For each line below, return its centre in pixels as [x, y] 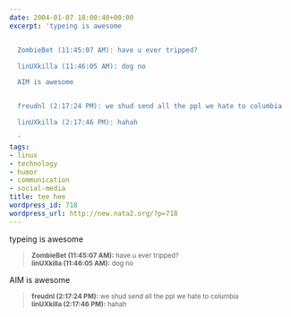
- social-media [38, 189]
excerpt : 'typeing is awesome [66, 26]
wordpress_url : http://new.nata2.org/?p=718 [94, 213]
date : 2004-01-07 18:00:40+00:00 [72, 17]
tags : [19, 147]
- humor [24, 172]
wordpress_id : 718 [43, 205]
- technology [34, 163]
